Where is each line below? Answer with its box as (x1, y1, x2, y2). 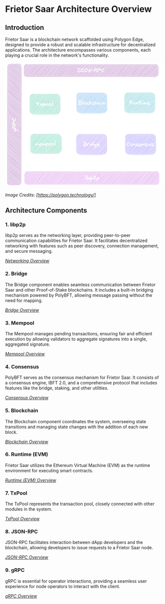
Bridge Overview (5, 307, 40, 313)
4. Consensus (5, 363, 40, 370)
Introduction (5, 23, 44, 32)
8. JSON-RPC (5, 528, 38, 535)
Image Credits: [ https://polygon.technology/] (5, 192, 96, 198)
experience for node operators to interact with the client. (5, 583, 121, 589)
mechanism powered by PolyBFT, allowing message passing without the (5, 292, 152, 298)
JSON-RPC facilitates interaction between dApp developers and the (5, 539, 143, 545)
